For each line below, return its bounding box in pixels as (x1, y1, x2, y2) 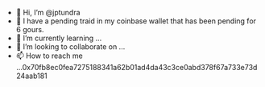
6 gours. (15, 25, 44, 34)
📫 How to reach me (15, 51, 83, 60)
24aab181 (15, 71, 48, 81)
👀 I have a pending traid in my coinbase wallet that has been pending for (15, 16, 256, 26)
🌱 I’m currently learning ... (15, 33, 102, 43)
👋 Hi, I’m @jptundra (15, 8, 81, 17)
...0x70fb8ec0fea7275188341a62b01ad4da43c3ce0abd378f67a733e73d (15, 63, 258, 72)
